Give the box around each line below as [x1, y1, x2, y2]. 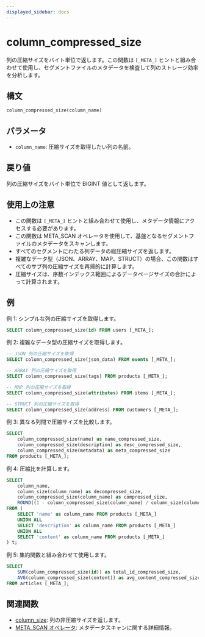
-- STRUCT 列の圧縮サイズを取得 [6, 400, 79, 407]
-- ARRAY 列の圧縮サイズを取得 [6, 368, 76, 374]
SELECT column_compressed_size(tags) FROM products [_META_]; [6, 373, 168, 379]
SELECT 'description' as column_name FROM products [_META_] [17, 522, 176, 528]
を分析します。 [6, 71, 44, 79]
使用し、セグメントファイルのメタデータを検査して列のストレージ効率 [22, 63, 199, 71]
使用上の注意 [6, 199, 55, 210]
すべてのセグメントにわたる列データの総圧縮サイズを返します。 [15, 247, 175, 255]
